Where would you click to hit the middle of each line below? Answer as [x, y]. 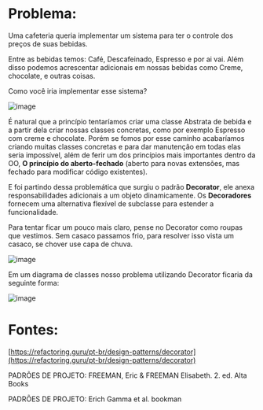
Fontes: [33, 330]
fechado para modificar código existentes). [78, 172]
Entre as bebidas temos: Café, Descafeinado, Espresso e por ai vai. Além [126, 59]
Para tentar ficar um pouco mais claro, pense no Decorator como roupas [126, 227]
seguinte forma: [34, 283]
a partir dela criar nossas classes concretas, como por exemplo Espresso [127, 130]
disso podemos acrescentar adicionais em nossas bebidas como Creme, [126, 67]
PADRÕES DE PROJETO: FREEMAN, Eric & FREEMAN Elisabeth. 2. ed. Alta [128, 375]
